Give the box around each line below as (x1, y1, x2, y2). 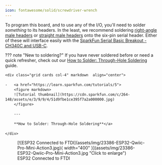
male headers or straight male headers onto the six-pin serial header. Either (5, 32, 158, 38)
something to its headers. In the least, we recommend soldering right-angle (5, 27, 157, 33)
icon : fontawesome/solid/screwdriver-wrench (5, 8, 97, 13)
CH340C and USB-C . (5, 42, 48, 48)
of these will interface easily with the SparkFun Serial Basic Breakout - (5, 37, 147, 43)
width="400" (64, 144, 91, 151)
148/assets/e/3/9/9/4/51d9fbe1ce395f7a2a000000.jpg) (5, 97, 115, 102)
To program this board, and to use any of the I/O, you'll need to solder (5, 22, 146, 28)
